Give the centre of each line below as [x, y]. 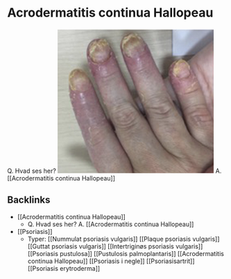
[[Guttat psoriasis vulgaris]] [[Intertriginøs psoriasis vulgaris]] [115, 246]
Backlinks [29, 200]
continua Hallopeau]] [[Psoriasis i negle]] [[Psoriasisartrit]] [111, 261]
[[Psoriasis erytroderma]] [64, 268]
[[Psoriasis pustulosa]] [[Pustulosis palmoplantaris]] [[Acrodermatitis [126, 253]
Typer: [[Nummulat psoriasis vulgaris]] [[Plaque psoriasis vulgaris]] [123, 239]
